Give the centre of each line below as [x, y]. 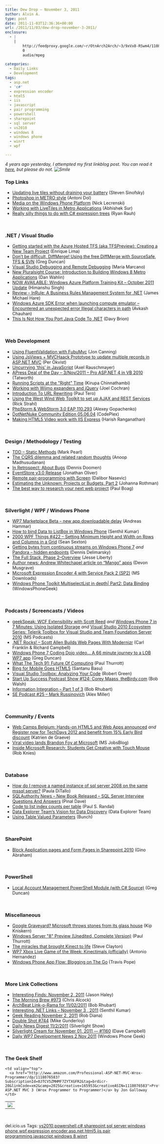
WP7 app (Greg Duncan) [37, 658]
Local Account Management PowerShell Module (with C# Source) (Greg [84, 887]
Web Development [28, 341]
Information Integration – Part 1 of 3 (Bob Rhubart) [62, 689]
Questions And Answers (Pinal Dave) [49, 801]
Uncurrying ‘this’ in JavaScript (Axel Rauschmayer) [63, 367]
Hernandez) [24, 957]
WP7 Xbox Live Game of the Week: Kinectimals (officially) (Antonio [79, 952]
